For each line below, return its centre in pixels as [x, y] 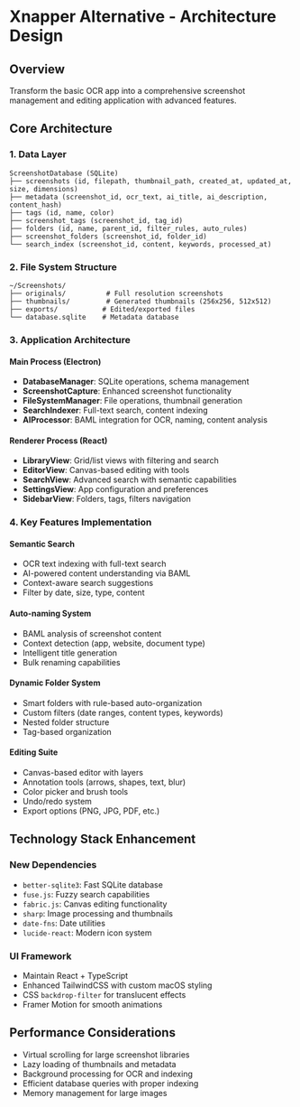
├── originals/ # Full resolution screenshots [116, 293]
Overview [37, 69]
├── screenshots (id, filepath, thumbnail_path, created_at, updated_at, [151, 181]
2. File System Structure [63, 266]
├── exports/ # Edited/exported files [102, 309]
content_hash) [36, 205]
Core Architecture [61, 129]
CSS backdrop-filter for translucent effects [104, 995]
